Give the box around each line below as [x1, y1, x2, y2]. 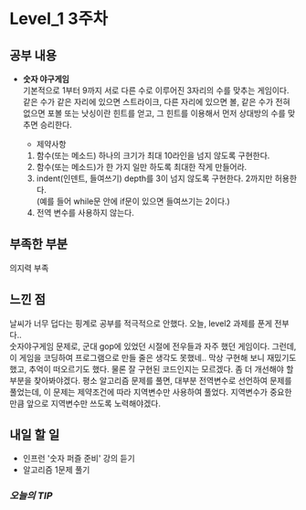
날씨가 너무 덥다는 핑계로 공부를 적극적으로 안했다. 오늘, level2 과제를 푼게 [9, 317, 272, 329]
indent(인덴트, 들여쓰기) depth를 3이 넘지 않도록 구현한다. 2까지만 [36, 173, 273, 184]
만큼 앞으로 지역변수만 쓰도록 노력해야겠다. [9, 398, 162, 409]
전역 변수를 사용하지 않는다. [36, 207, 134, 218]
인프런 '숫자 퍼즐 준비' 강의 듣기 [22, 453, 135, 464]
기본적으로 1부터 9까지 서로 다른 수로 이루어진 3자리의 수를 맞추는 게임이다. [22, 85, 290, 96]
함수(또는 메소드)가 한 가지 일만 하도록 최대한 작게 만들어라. [36, 162, 248, 172]
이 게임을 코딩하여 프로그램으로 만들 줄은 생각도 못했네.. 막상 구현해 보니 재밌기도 [9, 352, 297, 363]
